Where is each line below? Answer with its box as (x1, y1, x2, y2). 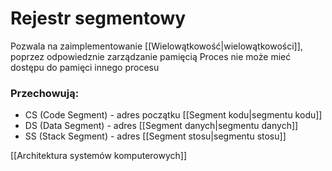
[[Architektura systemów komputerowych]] (10, 150, 188, 162)
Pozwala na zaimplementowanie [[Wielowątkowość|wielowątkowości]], (10, 40, 303, 52)
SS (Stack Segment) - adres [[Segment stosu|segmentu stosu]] (24, 130, 287, 142)
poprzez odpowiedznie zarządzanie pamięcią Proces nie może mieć (10, 50, 292, 62)
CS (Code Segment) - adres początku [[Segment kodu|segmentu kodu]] (24, 109, 323, 121)
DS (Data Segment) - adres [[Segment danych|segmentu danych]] (24, 120, 299, 132)
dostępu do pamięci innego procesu (10, 61, 160, 73)
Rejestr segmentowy (10, 7, 187, 30)
